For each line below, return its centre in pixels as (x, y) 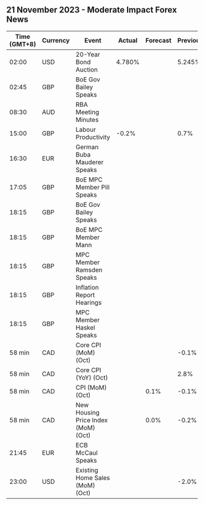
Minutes (87, 120)
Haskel (85, 327)
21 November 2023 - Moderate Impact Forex (92, 10)
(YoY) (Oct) (92, 378)
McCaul (87, 453)
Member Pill (93, 187)
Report (85, 295)
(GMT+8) (23, 44)
